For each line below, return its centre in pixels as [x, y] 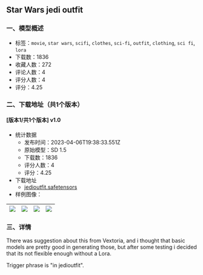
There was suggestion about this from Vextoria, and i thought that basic [96, 241]
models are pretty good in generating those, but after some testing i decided [101, 247]
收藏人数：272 [33, 64]
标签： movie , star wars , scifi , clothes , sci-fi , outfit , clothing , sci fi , [105, 42]
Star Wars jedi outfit [45, 10]
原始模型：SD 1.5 [45, 150]
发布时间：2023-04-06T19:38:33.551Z [72, 142]
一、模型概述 [25, 29]
